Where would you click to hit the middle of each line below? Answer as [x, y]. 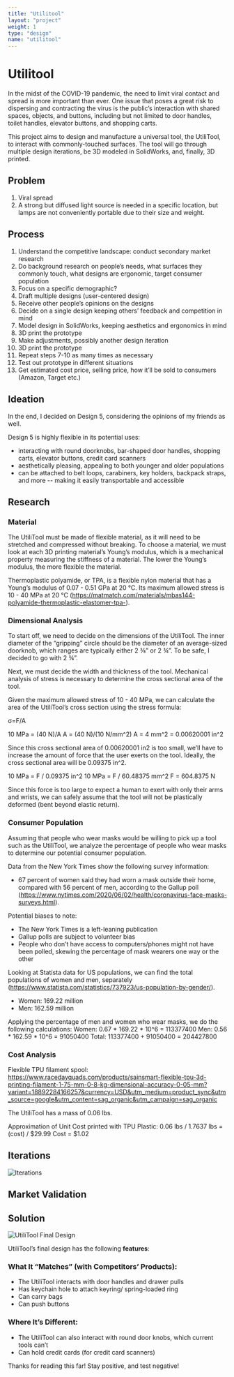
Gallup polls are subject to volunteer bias [76, 937]
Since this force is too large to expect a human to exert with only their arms [116, 790]
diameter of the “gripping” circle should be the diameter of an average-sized [118, 643]
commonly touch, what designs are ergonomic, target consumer [110, 274]
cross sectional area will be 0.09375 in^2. [67, 763]
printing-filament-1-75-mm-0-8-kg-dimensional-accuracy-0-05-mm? [108, 1085]
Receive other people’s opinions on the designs [86, 303]
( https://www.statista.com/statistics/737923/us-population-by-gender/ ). [111, 987]
